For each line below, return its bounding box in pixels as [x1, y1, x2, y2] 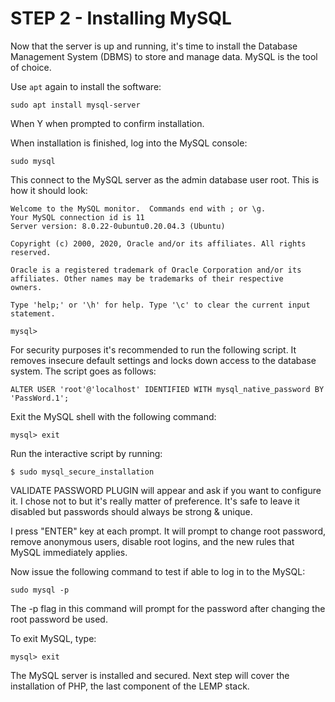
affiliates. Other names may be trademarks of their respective [10, 273, 284, 284]
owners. [10, 282, 43, 292]
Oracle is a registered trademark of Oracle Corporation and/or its [10, 265, 302, 275]
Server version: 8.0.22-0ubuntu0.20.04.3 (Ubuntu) [10, 221, 226, 231]
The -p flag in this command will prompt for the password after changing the [10, 602, 326, 614]
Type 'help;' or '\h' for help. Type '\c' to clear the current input [10, 300, 311, 310]
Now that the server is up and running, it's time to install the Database [10, 40, 298, 52]
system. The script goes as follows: [10, 365, 157, 377]
